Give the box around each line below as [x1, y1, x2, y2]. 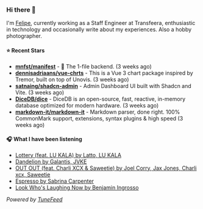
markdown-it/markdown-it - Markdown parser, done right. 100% [15, 108, 180, 116]
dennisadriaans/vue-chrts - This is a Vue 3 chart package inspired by [15, 69, 193, 76]
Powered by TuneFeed [6, 196, 63, 203]
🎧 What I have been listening [6, 136, 82, 143]
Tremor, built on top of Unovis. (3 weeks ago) [15, 76, 129, 83]
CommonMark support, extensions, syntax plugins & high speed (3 [15, 114, 183, 122]
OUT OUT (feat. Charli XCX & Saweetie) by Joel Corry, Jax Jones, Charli [15, 164, 197, 172]
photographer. [6, 32, 43, 40]
